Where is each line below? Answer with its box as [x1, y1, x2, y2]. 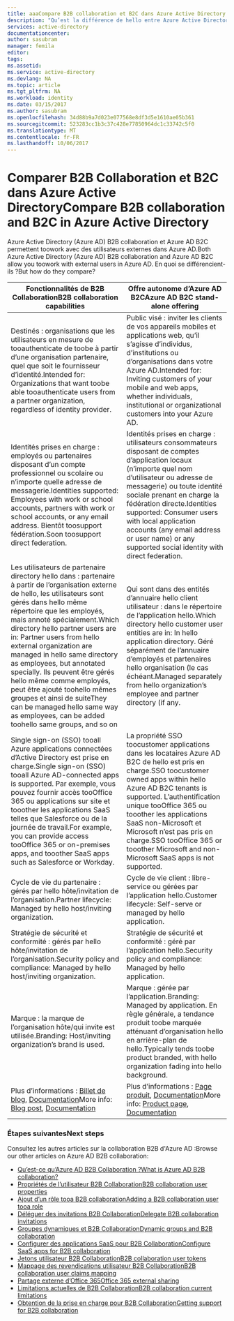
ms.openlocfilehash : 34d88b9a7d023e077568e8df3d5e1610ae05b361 [7, 114, 195, 121]
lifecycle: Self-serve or [126, 900, 202, 909]
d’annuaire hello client [126, 593, 198, 603]
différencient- [186, 260, 226, 269]
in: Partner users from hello [10, 632, 100, 642]
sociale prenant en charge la [126, 490, 219, 500]
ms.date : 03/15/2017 [7, 101, 68, 108]
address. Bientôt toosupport [10, 521, 102, 530]
